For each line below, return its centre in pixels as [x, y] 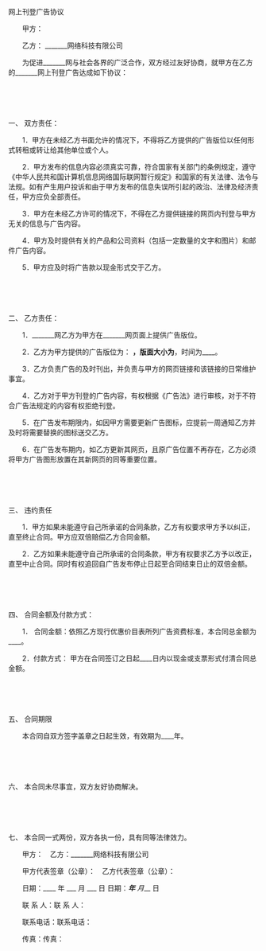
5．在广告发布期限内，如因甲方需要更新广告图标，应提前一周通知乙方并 [139, 423]
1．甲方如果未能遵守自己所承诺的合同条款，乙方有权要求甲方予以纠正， [138, 527]
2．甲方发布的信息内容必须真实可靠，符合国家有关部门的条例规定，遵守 [139, 167]
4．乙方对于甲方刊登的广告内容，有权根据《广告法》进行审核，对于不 [136, 396]
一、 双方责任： [34, 123]
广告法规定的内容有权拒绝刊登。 [67, 405]
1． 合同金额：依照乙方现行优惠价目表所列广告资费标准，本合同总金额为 [139, 631]
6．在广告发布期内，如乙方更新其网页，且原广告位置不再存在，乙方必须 [139, 449]
